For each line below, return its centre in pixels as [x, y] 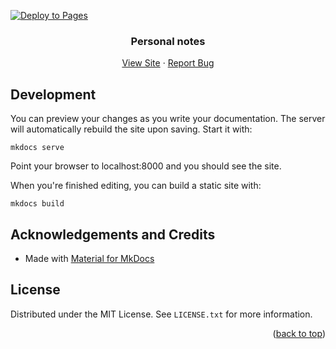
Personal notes [168, 41]
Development [53, 94]
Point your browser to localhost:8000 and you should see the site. [146, 166]
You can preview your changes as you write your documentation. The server [168, 119]
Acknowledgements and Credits [113, 234]
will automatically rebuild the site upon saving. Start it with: [131, 129]
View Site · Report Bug [168, 63]
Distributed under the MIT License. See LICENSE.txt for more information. [161, 314]
